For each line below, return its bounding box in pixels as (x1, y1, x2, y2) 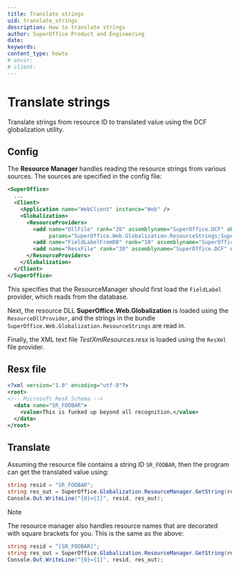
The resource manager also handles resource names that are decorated (7, 522, 218, 530)
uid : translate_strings (7, 17, 78, 24)
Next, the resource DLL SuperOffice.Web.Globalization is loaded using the (7, 306, 229, 315)
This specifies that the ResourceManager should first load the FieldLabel (7, 285, 222, 293)
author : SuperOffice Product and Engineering (7, 30, 144, 38)
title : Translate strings (7, 10, 84, 18)
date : (7, 37, 23, 44)
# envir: (7, 57, 33, 64)
